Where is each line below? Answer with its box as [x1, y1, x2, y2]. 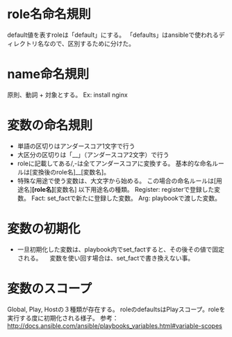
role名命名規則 [7, 6, 92, 22]
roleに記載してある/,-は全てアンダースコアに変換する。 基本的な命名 [17, 159, 213, 167]
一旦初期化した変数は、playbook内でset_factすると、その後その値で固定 [17, 245, 224, 254]
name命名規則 [7, 67, 89, 82]
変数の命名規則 [7, 117, 93, 133]
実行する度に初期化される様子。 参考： [7, 313, 119, 322]
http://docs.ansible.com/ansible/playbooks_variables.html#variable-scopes [7, 321, 222, 330]
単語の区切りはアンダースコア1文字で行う [17, 142, 135, 150]
